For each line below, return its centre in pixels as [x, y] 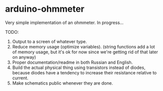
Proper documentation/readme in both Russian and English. [72, 62]
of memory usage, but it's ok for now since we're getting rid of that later [85, 52]
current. [20, 78]
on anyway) [24, 57]
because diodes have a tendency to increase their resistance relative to [84, 72]
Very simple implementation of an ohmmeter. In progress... [64, 23]
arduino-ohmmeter [45, 9]
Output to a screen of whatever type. [50, 41]
